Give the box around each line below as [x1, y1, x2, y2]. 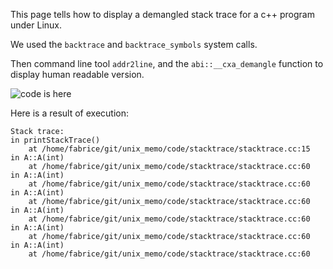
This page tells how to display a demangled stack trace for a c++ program [10, 9, 315, 20]
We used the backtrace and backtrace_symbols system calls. [10, 39, 258, 50]
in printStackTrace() [10, 135, 101, 145]
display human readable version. [10, 69, 145, 80]
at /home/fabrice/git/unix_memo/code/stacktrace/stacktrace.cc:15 [28, 144, 311, 154]
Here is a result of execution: [10, 107, 129, 119]
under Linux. [10, 19, 63, 31]
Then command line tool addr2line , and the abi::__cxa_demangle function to [10, 58, 324, 69]
